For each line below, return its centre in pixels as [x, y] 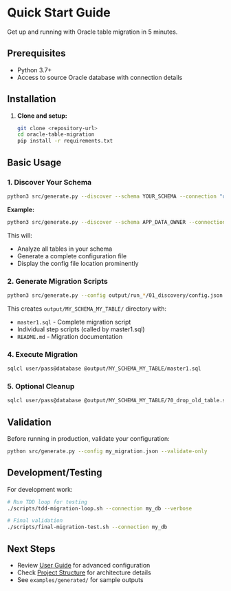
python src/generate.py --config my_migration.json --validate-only [107, 451]
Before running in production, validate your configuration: [88, 438]
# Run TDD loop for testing [47, 502]
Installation [32, 99]
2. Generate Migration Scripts [57, 281]
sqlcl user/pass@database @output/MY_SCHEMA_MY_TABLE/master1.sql [104, 369]
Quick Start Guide [59, 13]
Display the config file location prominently [78, 263]
